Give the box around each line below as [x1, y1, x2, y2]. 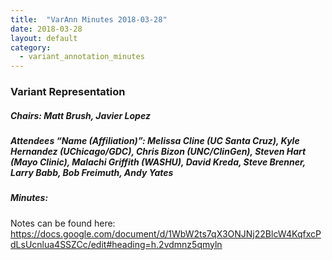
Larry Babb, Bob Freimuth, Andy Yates [10, 167, 174, 179]
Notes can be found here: [10, 217, 116, 229]
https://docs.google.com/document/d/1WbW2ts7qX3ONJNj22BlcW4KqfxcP [10, 227, 322, 240]
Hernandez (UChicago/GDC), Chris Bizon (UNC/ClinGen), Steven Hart [10, 146, 307, 158]
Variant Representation [10, 85, 126, 99]
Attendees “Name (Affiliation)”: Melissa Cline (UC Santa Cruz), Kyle [10, 135, 300, 147]
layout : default [10, 33, 78, 43]
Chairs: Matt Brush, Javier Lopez [10, 109, 151, 121]
